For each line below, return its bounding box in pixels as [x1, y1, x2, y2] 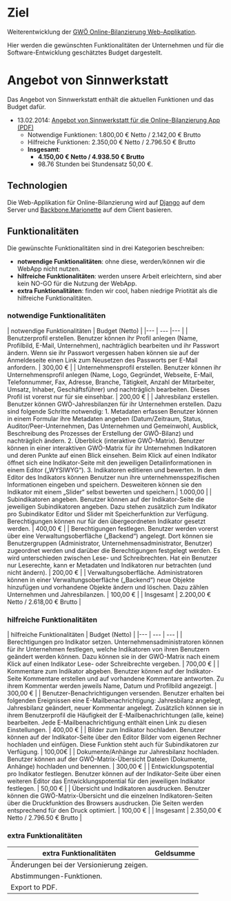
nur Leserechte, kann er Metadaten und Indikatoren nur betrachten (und [7, 560, 212, 569]
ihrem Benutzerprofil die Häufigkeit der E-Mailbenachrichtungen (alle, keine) [7, 711, 224, 720]
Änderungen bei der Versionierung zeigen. [10, 860, 148, 870]
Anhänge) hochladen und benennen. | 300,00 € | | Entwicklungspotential [7, 762, 214, 771]
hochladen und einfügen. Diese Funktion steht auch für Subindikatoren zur [7, 740, 219, 749]
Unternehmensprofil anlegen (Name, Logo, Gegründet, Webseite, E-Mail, [7, 370, 214, 378]
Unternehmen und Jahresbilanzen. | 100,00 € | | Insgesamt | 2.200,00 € [7, 590, 212, 598]
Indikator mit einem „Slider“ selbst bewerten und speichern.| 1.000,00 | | [7, 487, 212, 496]
